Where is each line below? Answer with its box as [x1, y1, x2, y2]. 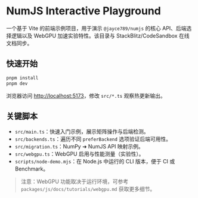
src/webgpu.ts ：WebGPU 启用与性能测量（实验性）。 [14, 150, 144, 157]
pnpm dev [6, 81, 28, 86]
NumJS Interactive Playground [6, 4, 161, 18]
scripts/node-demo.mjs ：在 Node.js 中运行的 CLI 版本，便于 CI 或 [14, 158, 175, 165]
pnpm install [6, 75, 39, 81]
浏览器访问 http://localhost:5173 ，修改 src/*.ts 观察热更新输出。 [6, 92, 166, 99]
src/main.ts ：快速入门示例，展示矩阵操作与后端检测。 [14, 128, 149, 135]
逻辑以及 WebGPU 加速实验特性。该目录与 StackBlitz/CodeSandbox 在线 [11, 32, 190, 39]
